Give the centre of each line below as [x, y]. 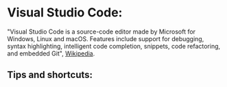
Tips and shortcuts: [50, 75]
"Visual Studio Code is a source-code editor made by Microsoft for [101, 32]
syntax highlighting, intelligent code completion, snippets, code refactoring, [114, 46]
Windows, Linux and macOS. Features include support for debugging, [106, 38]
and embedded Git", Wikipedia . [51, 53]
